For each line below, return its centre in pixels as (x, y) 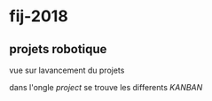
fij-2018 (39, 16)
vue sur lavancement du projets (67, 70)
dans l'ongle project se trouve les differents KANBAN (106, 87)
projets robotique (58, 49)
